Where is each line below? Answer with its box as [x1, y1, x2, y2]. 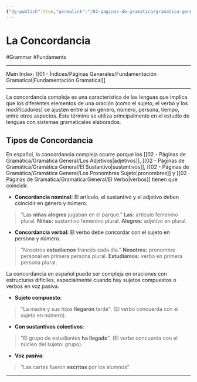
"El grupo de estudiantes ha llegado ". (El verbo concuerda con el [20, 334, 178, 341]
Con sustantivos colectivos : [14, 323, 84, 330]
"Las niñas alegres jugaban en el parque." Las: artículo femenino [20, 211, 178, 218]
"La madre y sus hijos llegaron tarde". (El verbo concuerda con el [20, 306, 179, 313]
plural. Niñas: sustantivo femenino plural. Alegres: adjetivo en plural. [20, 217, 188, 224]
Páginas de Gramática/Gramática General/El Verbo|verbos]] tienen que [6, 176, 178, 183]
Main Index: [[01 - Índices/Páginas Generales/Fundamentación [6, 70, 157, 77]
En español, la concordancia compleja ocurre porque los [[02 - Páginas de [6, 151, 186, 158]
